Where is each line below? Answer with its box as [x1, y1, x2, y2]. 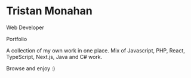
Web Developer [6, 24, 45, 31]
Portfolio [6, 35, 27, 42]
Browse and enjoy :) [6, 64, 56, 72]
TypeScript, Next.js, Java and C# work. [6, 53, 103, 60]
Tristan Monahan [6, 4, 93, 18]
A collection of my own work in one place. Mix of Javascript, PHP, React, [6, 46, 185, 54]
